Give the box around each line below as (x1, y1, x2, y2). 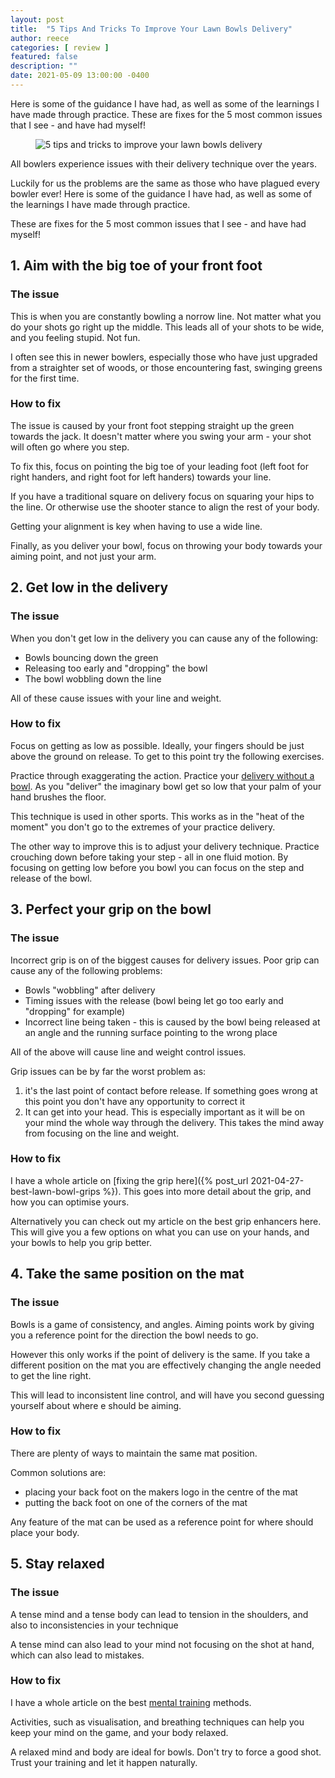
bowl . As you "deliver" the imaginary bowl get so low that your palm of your (10, 780, 322, 792)
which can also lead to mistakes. (10, 1649, 145, 1661)
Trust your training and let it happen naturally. (10, 1756, 198, 1768)
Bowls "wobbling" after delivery (24, 984, 156, 996)
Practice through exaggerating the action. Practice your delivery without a (10, 769, 315, 781)
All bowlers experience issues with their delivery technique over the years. (10, 157, 318, 170)
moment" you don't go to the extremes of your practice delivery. (10, 821, 276, 833)
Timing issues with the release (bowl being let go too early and (24, 994, 284, 1006)
